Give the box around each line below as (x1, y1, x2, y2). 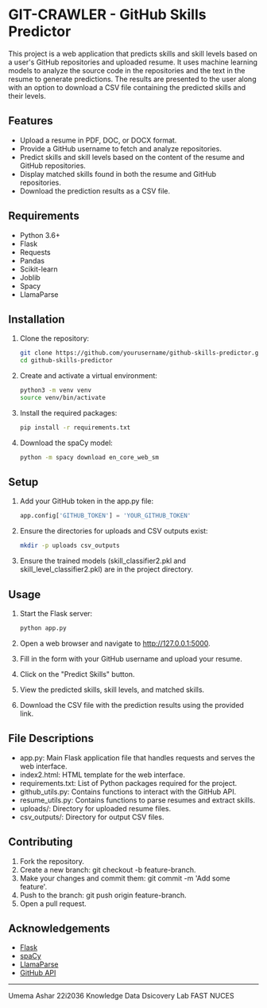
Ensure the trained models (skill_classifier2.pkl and (19, 556, 187, 566)
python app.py (19, 624, 67, 632)
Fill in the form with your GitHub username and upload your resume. (19, 654, 242, 663)
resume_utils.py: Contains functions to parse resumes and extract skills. (19, 795, 256, 805)
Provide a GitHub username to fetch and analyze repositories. (19, 143, 222, 153)
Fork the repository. (19, 856, 85, 865)
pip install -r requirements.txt (19, 424, 131, 432)
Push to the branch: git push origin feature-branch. (19, 890, 187, 900)
